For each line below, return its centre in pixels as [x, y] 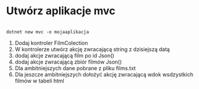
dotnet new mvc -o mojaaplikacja [48, 32]
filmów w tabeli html [39, 81]
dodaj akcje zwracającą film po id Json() [64, 55]
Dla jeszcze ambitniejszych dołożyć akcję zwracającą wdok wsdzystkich [104, 74]
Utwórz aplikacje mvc [61, 11]
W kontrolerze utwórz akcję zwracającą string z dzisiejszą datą [92, 49]
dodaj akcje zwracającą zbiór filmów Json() [68, 62]
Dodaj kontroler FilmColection [51, 43]
